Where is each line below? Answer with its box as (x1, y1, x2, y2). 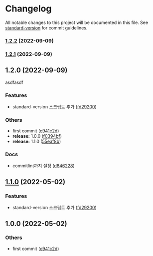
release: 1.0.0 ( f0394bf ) (12, 133, 62, 139)
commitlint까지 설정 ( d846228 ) (12, 163, 75, 169)
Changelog (5, 3, 52, 14)
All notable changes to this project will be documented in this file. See (5, 19, 149, 25)
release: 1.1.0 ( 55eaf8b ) (12, 138, 61, 145)
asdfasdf (5, 79, 23, 85)
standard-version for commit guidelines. (5, 24, 88, 30)
